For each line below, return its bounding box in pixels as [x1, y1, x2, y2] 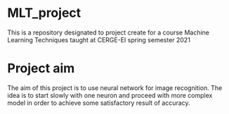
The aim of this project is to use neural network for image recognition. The [7, 83, 223, 92]
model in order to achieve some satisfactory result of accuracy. [7, 99, 191, 107]
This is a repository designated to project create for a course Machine [7, 28, 209, 37]
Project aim [7, 61, 75, 77]
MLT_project [7, 5, 81, 21]
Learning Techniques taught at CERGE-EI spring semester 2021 [7, 35, 191, 44]
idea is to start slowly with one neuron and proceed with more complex [7, 91, 213, 99]
